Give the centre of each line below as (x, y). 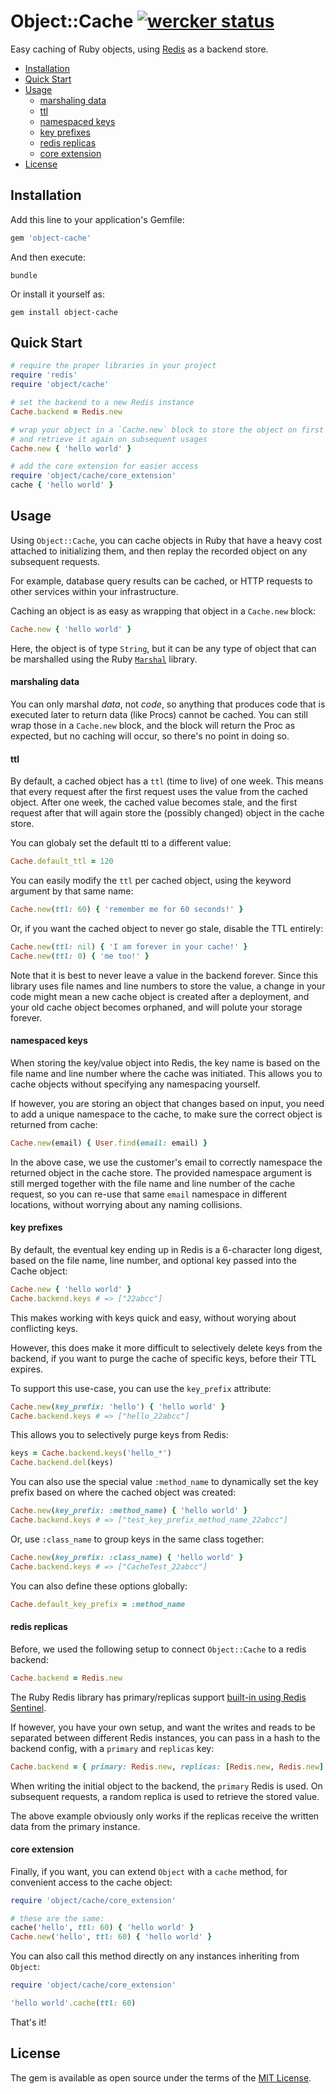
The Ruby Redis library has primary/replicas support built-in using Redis (158, 1697)
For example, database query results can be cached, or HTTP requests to (161, 581)
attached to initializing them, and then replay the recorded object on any (159, 551)
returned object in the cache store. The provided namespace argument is (161, 1172)
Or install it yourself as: (57, 294)
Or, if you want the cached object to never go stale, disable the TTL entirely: (167, 928)
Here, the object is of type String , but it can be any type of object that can (163, 648)
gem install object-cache (64, 312)
